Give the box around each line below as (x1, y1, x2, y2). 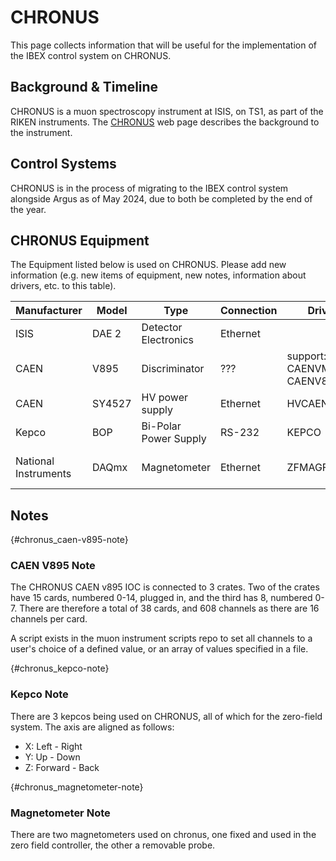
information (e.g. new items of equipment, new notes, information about (10, 269, 307, 281)
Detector (141, 321, 183, 335)
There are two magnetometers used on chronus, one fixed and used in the (10, 829, 317, 841)
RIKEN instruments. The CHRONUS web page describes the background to (10, 116, 320, 128)
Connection (219, 304, 278, 318)
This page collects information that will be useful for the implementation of (10, 39, 317, 51)
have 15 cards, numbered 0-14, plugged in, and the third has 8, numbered (10, 592, 313, 604)
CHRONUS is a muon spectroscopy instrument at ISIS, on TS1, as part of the (10, 105, 324, 117)
